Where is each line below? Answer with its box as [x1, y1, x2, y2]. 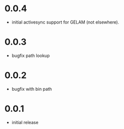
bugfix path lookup [11, 52, 50, 58]
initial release [11, 119, 39, 125]
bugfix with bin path [11, 86, 52, 92]
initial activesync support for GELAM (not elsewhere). [11, 19, 119, 25]
